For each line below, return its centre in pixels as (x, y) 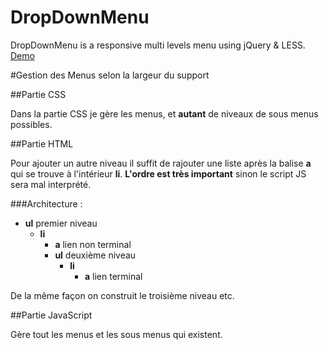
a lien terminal (113, 276)
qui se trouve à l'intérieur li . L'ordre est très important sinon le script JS (158, 173)
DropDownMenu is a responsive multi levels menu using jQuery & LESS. (158, 45)
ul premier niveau (61, 223)
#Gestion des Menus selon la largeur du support (110, 75)
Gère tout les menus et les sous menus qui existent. (116, 334)
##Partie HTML (42, 143)
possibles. (31, 124)
